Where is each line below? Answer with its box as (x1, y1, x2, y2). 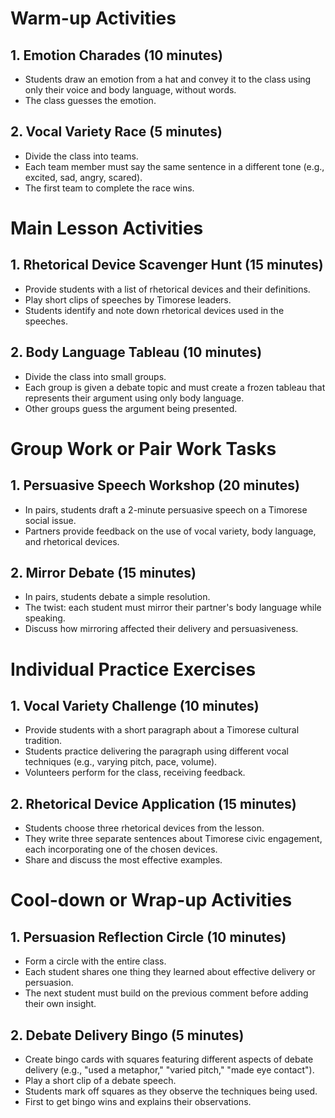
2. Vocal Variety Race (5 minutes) (10, 123, 223, 141)
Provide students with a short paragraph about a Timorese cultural (24, 724, 300, 736)
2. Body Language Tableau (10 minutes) (10, 344, 263, 361)
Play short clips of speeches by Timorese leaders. (24, 293, 232, 306)
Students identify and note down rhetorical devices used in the (24, 304, 285, 316)
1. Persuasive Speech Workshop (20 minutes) (10, 477, 301, 494)
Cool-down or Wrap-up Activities (10, 889, 293, 912)
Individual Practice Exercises (10, 658, 257, 681)
